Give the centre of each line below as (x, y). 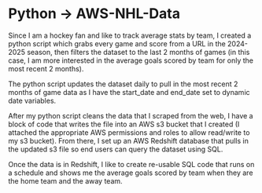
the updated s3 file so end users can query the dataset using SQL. (116, 149)
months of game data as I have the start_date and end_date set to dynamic (129, 92)
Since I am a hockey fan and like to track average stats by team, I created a (130, 35)
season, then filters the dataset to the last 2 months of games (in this (138, 52)
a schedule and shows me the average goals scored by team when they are (131, 173)
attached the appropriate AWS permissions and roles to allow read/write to (129, 132)
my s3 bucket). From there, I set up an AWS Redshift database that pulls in (129, 140)
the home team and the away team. (66, 180)
